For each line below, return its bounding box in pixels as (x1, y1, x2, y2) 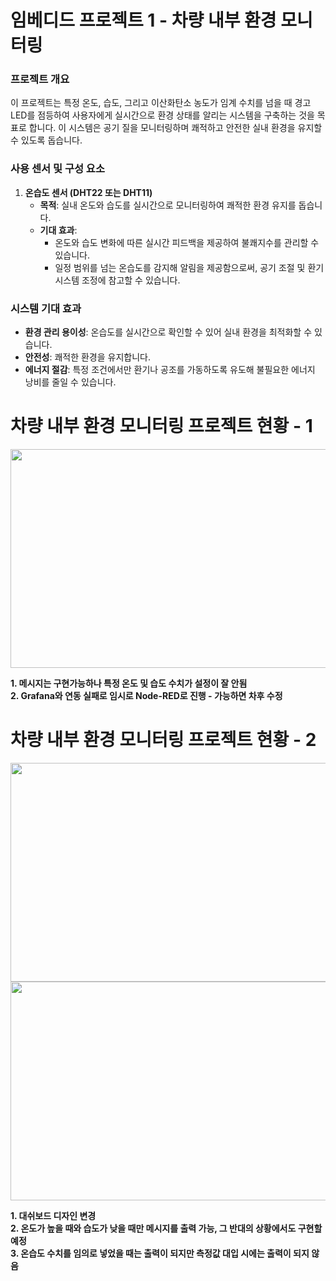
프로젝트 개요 (10, 72, 70, 86)
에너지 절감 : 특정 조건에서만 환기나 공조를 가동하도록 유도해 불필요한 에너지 (24, 364, 316, 376)
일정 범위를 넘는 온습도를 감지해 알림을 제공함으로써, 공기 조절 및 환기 (54, 261, 325, 273)
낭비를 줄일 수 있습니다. (24, 376, 117, 388)
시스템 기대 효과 (10, 301, 82, 315)
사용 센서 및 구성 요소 (10, 162, 105, 176)
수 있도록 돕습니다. (10, 134, 83, 146)
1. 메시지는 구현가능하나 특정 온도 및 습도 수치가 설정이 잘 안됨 (10, 677, 248, 690)
